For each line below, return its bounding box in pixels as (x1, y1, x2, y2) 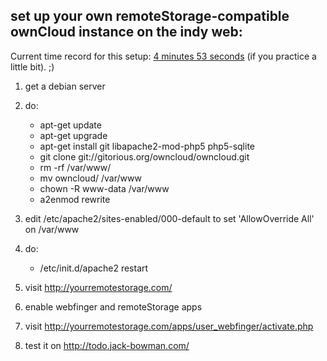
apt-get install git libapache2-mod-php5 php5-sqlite (39, 140, 256, 152)
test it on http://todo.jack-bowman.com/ (24, 339, 190, 351)
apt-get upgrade (39, 129, 108, 141)
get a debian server (24, 80, 106, 92)
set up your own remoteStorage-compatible (10, 8, 290, 25)
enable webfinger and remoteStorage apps (24, 300, 203, 313)
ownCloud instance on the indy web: (10, 24, 243, 41)
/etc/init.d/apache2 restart (39, 262, 149, 274)
